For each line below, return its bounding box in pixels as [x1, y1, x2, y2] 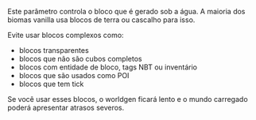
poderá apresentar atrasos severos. [7, 103, 125, 112]
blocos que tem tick [18, 79, 84, 88]
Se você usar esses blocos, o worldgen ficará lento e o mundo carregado [7, 95, 248, 103]
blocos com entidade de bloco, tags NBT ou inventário [18, 62, 198, 72]
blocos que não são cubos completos [18, 54, 142, 63]
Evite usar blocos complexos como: [7, 31, 124, 39]
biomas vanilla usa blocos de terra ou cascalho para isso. [7, 15, 196, 24]
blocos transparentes [18, 46, 89, 54]
